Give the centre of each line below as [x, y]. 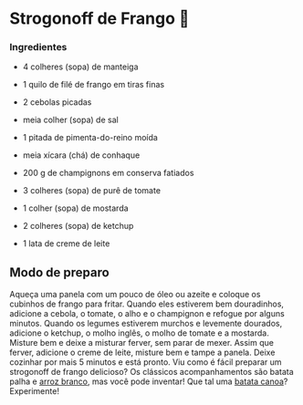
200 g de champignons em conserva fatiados [108, 173]
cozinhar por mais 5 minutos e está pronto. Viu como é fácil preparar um [146, 362]
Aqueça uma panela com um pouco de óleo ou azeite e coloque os [135, 295]
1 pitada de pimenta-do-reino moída [90, 138]
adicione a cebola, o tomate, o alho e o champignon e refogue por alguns [147, 314]
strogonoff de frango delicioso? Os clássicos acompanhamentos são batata [151, 372]
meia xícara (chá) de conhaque [81, 155]
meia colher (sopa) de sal [70, 120]
